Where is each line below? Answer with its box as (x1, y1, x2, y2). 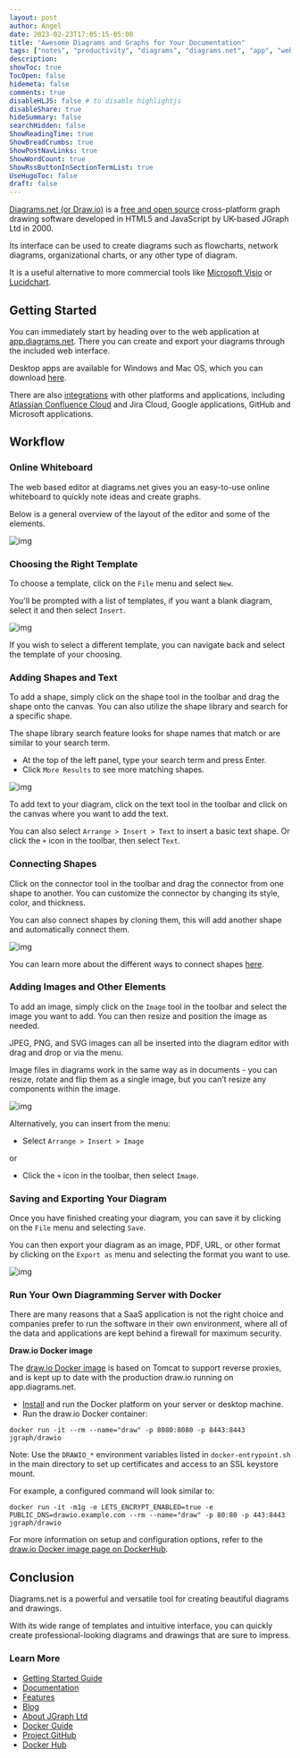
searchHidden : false (9, 122, 87, 131)
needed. (9, 1020, 40, 1031)
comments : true (9, 88, 66, 97)
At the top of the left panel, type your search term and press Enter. (21, 755, 267, 766)
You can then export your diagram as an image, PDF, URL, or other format (9, 1240, 281, 1251)
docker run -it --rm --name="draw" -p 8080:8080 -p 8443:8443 (9, 1426, 246, 1435)
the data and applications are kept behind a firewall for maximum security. (9, 1328, 282, 1338)
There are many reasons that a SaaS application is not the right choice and (9, 1309, 284, 1320)
